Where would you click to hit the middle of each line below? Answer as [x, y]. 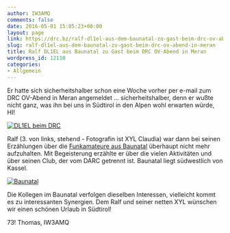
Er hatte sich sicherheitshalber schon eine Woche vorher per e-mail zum [109, 90]
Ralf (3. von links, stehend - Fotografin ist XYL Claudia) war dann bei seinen [114, 138]
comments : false [30, 20]
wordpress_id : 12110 [37, 58]
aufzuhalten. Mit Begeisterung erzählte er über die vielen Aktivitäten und [110, 153]
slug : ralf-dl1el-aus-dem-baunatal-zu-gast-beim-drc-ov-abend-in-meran [111, 45]
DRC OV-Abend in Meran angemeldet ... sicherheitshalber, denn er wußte [110, 97]
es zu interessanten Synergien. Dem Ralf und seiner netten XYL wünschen [112, 201]
